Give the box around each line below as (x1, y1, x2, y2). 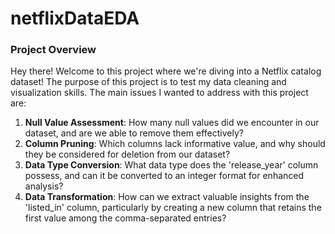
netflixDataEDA (10, 7, 140, 30)
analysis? (24, 180, 64, 192)
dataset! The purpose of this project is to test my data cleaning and (10, 76, 287, 88)
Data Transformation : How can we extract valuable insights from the (24, 191, 310, 203)
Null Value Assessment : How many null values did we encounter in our (24, 117, 320, 129)
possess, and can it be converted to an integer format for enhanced (24, 170, 305, 182)
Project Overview (10, 43, 97, 57)
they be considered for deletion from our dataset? (24, 148, 231, 161)
